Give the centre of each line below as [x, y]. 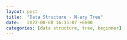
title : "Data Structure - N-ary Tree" [55, 17]
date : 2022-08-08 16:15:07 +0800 [49, 22]
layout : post [22, 11]
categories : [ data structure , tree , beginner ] [64, 28]
